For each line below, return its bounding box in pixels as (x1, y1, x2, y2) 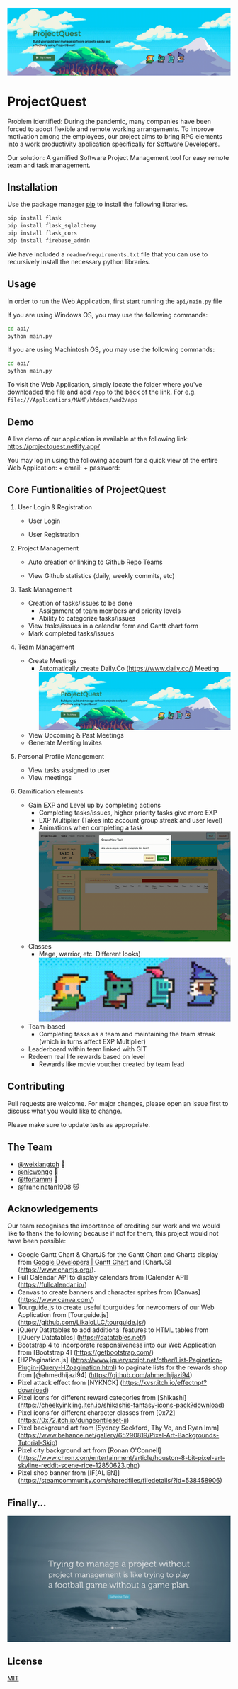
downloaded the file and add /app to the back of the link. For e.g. (7, 388, 196, 397)
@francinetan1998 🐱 (17, 1182, 80, 1191)
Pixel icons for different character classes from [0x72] (17, 1408, 176, 1417)
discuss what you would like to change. (7, 1107, 123, 1115)
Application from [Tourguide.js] (17, 1311, 109, 1319)
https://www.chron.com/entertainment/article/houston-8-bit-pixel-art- (20, 1454, 225, 1462)
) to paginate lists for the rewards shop (114, 1363, 228, 1372)
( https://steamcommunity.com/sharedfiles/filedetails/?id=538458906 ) (17, 1476, 223, 1485)
